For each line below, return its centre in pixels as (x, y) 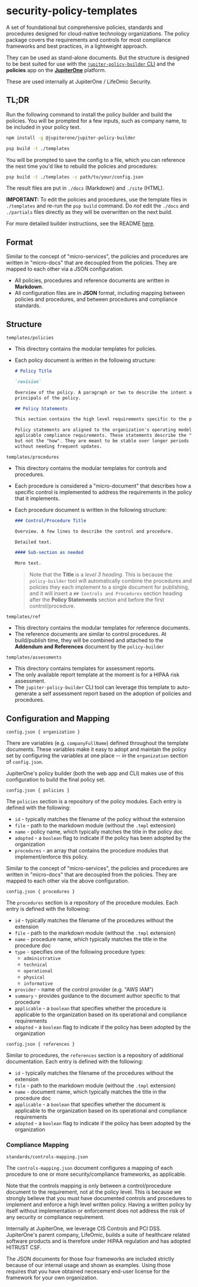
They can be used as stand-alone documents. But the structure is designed (98, 57)
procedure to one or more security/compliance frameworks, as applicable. (96, 1174)
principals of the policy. (48, 398)
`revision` (28, 382)
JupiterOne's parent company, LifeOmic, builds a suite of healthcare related (98, 1235)
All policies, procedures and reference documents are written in (92, 281)
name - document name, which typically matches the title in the (90, 1091)
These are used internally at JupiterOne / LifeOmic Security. (79, 82)
